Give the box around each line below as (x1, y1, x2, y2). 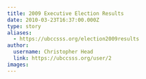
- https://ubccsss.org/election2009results (13, 36, 139, 43)
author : (7, 42, 29, 49)
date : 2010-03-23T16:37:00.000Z (7, 16, 99, 23)
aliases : (7, 29, 32, 36)
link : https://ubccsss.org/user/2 (13, 55, 112, 62)
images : (7, 61, 29, 68)
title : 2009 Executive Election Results (7, 10, 125, 17)
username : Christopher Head (13, 49, 94, 56)
